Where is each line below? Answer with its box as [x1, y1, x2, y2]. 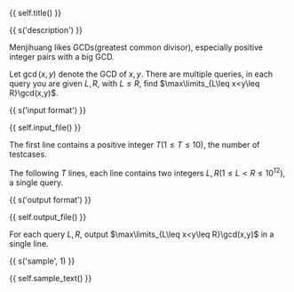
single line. [9, 238, 49, 248]
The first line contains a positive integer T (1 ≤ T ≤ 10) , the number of [9, 140, 260, 150]
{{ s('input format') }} [9, 105, 87, 115]
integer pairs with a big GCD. [9, 52, 115, 61]
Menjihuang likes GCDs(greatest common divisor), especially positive [9, 42, 264, 53]
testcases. [9, 149, 47, 159]
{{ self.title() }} [9, 8, 62, 18]
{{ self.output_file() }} [9, 211, 87, 222]
